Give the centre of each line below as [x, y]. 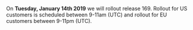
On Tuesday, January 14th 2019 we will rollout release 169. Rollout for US [97, 9]
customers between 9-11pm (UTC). [49, 21]
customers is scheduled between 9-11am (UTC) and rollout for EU [87, 15]
